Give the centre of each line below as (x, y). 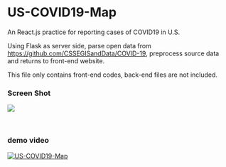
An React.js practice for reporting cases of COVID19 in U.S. (94, 32)
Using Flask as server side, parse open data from (79, 45)
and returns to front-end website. (56, 60)
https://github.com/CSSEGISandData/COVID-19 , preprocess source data (113, 53)
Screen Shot (29, 93)
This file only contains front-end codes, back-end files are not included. (113, 75)
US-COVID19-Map (62, 12)
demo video (28, 141)
